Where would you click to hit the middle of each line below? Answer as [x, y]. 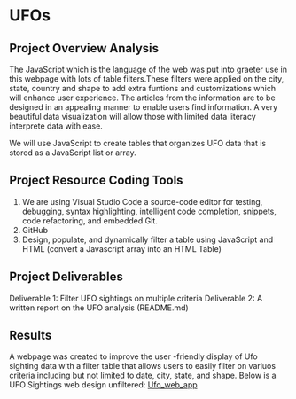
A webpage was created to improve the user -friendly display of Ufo [134, 356]
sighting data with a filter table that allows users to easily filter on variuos [143, 366]
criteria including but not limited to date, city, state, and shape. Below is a [143, 376]
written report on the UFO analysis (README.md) [99, 308]
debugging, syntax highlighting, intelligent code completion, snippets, [149, 211]
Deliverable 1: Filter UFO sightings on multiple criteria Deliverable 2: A [136, 298]
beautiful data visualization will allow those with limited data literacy [133, 117]
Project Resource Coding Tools [96, 180]
